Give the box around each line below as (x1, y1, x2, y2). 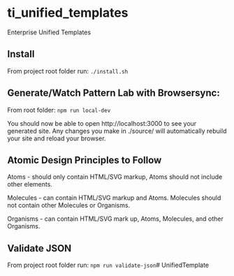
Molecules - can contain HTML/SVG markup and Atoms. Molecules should (7, 194, 221, 202)
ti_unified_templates (7, 5, 129, 21)
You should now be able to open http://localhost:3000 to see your (7, 119, 197, 127)
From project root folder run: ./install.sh (7, 66, 129, 75)
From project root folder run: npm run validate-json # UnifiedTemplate (7, 261, 210, 270)
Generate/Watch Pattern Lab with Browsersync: (7, 87, 220, 99)
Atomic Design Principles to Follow (7, 154, 162, 166)
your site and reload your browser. (7, 134, 106, 143)
